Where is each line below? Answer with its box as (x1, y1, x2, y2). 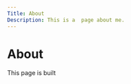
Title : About (7, 10, 45, 17)
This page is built (7, 69, 57, 77)
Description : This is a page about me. (7, 17, 125, 23)
